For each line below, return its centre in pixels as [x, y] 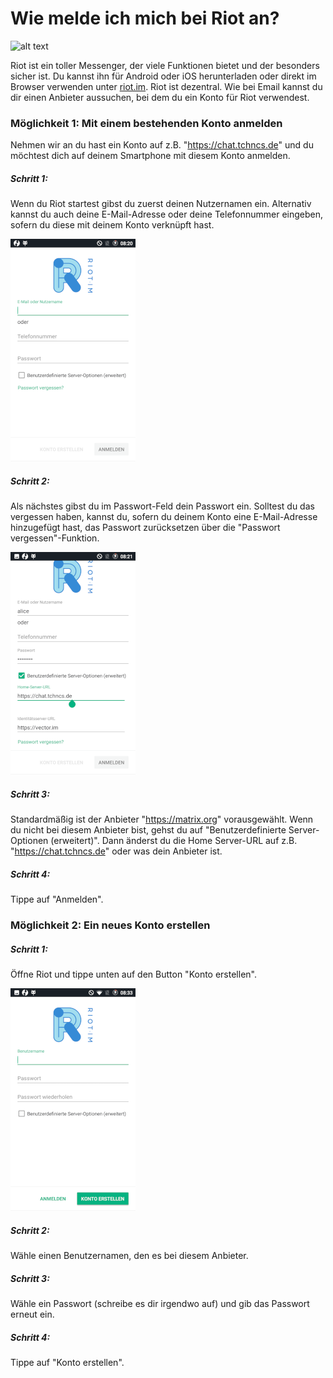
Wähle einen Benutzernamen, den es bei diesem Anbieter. [129, 1255]
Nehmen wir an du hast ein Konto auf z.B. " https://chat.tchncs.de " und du [162, 145]
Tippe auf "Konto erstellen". [67, 1362]
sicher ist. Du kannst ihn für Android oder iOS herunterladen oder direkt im [163, 76]
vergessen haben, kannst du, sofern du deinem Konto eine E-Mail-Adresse [164, 517]
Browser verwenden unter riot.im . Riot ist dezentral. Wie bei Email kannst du [166, 86]
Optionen [29, 841]
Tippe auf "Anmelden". [57, 899]
